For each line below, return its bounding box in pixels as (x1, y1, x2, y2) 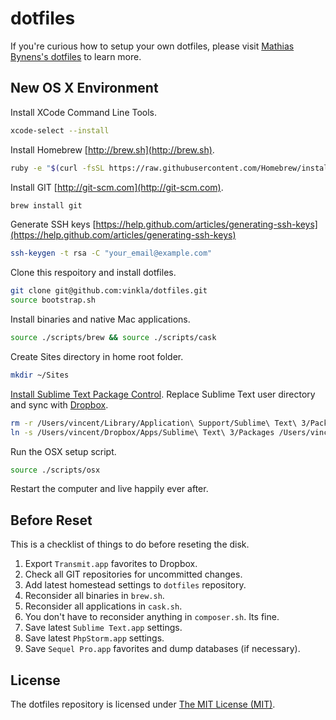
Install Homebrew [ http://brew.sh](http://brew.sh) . (10, 143, 215, 156)
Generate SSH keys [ (10, 218, 97, 231)
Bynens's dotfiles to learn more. (10, 50, 142, 62)
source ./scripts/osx (10, 465, 101, 475)
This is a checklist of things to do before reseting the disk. (10, 538, 250, 551)
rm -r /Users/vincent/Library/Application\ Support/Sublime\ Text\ (10, 418, 298, 428)
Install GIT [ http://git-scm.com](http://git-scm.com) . (10, 181, 224, 193)
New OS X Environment (10, 80, 159, 97)
